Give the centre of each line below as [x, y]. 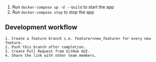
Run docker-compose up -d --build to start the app [63, 7]
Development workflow [41, 27]
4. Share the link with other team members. [51, 55]
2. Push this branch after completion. [45, 47]
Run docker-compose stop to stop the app [53, 12]
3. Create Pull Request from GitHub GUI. [48, 51]
